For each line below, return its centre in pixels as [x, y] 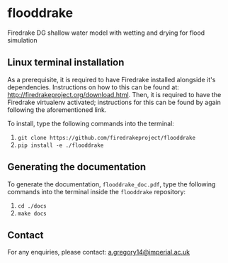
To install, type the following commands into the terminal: [91, 123]
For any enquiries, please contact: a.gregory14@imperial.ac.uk [98, 252]
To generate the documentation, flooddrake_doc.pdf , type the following [112, 184]
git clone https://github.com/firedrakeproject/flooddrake [107, 138]
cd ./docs [32, 206]
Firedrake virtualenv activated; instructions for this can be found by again [114, 102]
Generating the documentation [77, 167]
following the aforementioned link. [57, 110]
